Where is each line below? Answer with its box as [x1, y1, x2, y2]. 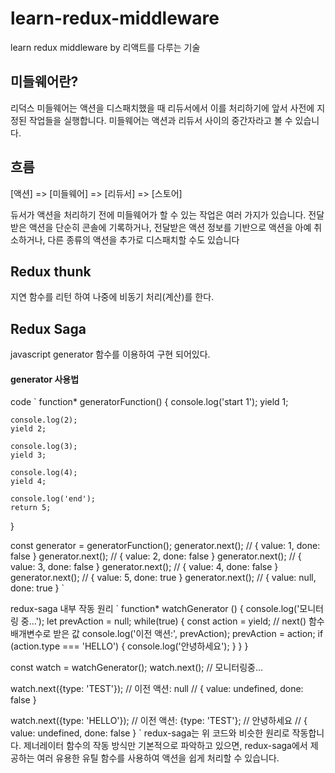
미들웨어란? [10, 73, 79, 91]
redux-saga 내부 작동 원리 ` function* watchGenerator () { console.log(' [10, 603, 300, 615]
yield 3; [10, 450, 47, 461]
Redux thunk [10, 263, 92, 280]
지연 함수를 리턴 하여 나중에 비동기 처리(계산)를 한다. [10, 291, 215, 303]
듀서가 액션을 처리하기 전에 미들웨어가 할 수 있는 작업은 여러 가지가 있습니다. [10, 208, 307, 221]
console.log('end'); [10, 494, 97, 504]
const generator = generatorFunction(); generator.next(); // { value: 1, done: [10, 540, 321, 552]
